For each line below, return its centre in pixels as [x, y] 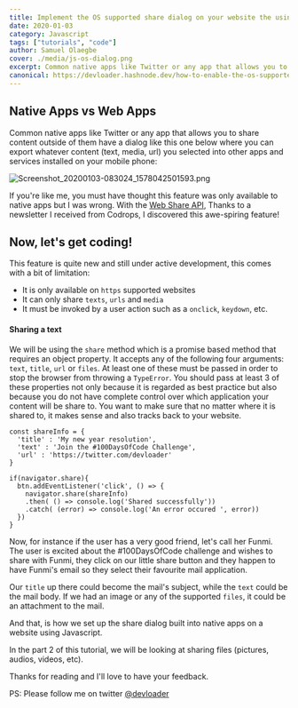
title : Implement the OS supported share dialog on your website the [141, 17]
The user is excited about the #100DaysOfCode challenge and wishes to [141, 551]
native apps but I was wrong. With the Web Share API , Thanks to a [130, 204]
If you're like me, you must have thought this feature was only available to [144, 195]
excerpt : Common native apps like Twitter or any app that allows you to [149, 68]
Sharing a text [35, 329]
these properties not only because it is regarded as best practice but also [143, 386]
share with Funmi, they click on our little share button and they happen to [142, 560]
